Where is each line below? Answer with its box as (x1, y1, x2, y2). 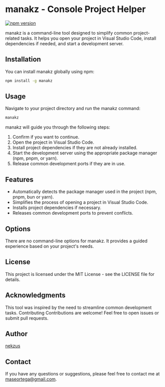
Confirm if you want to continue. (12, 134, 79, 140)
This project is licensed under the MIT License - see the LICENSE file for (5, 271, 154, 277)
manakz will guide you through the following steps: (5, 124, 110, 130)
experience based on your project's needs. (5, 243, 94, 249)
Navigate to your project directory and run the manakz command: (5, 106, 140, 112)
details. (5, 276, 21, 282)
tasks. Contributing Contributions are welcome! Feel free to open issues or (5, 310, 159, 316)
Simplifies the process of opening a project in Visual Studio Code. (12, 200, 148, 206)
